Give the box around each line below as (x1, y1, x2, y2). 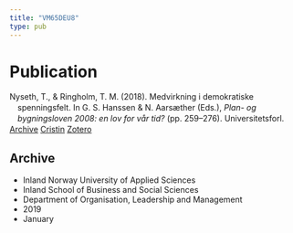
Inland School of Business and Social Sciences (22, 184, 199, 195)
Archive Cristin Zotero (9, 124, 92, 135)
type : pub (9, 22, 47, 31)
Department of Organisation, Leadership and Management (22, 194, 244, 205)
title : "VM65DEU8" (9, 13, 79, 23)
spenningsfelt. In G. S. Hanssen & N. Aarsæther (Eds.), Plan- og (17, 102, 257, 113)
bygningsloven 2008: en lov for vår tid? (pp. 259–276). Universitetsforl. (17, 113, 285, 124)
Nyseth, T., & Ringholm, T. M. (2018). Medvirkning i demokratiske (9, 91, 254, 102)
